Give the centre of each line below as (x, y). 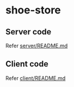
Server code (28, 32)
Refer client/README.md (36, 78)
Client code (27, 64)
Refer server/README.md (37, 46)
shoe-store (33, 10)
